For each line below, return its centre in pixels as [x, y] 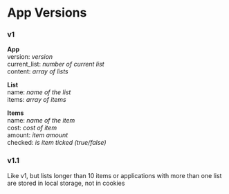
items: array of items [37, 100]
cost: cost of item [32, 128]
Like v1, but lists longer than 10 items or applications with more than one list [114, 175]
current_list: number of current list [56, 64]
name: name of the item [41, 121]
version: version [30, 57]
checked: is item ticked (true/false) [57, 143]
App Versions [47, 13]
